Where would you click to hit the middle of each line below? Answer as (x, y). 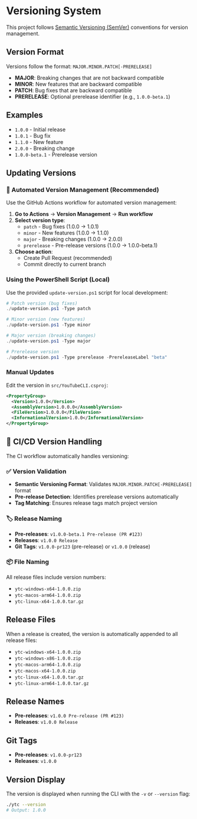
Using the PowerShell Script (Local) (58, 280)
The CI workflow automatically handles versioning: (68, 456)
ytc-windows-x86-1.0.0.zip (48, 658)
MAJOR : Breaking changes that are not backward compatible (89, 77)
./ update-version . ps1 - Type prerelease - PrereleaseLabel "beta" (87, 357)
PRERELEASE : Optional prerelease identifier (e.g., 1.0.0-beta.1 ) (92, 96)
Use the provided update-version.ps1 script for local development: (87, 292)
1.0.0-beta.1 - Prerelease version (56, 154)
